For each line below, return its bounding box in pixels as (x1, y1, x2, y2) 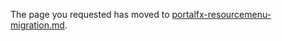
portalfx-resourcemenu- (171, 9, 272, 20)
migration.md (10, 19, 65, 31)
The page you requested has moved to (10, 9, 170, 20)
